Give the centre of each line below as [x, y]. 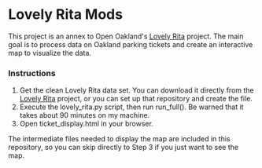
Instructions [32, 73]
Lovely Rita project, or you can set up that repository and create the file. [136, 99]
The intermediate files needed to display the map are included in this [119, 139]
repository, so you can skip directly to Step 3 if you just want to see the [123, 148]
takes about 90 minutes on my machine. [85, 115]
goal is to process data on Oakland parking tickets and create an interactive [131, 44]
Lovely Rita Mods [66, 15]
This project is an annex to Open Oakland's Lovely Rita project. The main [126, 36]
